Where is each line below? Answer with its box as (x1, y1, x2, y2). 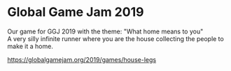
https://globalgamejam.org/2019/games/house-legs (7, 55, 156, 63)
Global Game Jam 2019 (7, 4, 144, 20)
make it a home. (7, 42, 54, 50)
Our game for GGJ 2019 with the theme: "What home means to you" (7, 27, 204, 35)
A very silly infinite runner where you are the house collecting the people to (7, 34, 224, 42)
